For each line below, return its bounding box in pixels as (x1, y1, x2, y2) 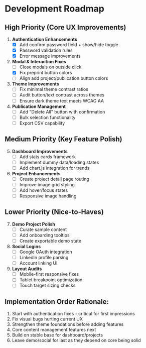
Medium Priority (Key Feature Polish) (5, 135, 122, 144)
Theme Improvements (12, 81, 60, 87)
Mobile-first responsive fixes (19, 271, 79, 277)
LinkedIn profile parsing (19, 255, 69, 261)
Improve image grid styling (19, 181, 75, 187)
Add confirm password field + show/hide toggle (19, 42, 118, 48)
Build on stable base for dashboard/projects (12, 332, 103, 338)
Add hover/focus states (19, 187, 68, 193)
